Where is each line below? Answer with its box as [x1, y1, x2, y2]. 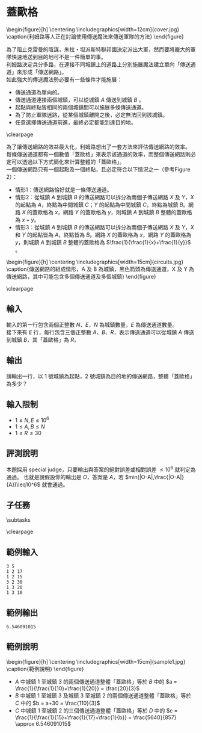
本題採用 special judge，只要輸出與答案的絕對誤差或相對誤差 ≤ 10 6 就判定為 [6, 465, 196, 473]
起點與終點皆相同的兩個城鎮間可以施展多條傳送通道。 [14, 104, 147, 111]
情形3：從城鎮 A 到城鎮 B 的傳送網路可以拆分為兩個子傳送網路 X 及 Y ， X [14, 223, 194, 230]
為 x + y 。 [14, 216, 40, 223]
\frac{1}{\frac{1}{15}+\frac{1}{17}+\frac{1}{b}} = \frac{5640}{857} [14, 714, 177, 721]
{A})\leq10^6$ [6, 481, 41, 488]
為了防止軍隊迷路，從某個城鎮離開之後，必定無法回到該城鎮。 [14, 111, 168, 118]
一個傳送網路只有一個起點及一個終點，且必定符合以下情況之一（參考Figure [6, 165, 191, 173]
